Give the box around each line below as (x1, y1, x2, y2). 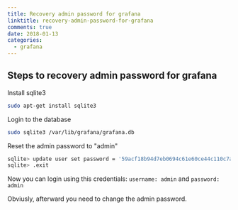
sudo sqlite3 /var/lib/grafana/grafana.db (7, 128, 135, 136)
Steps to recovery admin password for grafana (7, 70, 217, 82)
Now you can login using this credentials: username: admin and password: (7, 175, 220, 183)
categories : (7, 37, 42, 44)
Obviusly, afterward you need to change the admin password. (7, 194, 188, 203)
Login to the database (7, 115, 72, 123)
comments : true (7, 23, 52, 31)
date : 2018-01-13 (7, 30, 59, 38)
